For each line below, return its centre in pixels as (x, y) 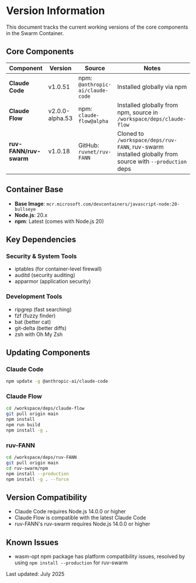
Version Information (55, 11)
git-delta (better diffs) (41, 328)
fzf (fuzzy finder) (35, 315)
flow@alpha (94, 121)
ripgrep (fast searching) (43, 309)
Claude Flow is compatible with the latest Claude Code (80, 518)
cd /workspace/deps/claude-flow (45, 409)
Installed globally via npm (152, 87)
